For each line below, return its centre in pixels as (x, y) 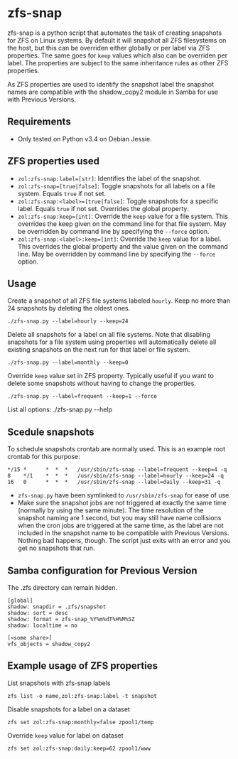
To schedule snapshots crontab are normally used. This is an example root (117, 449)
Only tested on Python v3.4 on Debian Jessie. (85, 139)
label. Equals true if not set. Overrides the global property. (103, 208)
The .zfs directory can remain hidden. (63, 587)
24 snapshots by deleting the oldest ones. (69, 308)
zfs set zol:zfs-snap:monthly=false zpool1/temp (81, 722)
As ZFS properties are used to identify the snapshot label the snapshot (111, 84)
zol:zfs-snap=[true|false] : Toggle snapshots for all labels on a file (116, 185)
